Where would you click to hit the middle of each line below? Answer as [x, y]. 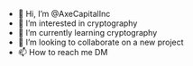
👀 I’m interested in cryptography [78, 23]
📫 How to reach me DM [63, 52]
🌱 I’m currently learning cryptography [87, 33]
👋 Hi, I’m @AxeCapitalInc [64, 14]
